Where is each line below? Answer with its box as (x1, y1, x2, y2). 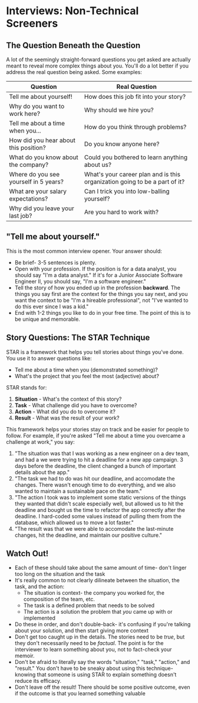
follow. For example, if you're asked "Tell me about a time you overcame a (6, 432, 186, 439)
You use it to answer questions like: (6, 354, 93, 362)
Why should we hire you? (84, 106, 154, 114)
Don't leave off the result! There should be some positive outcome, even (14, 683, 190, 691)
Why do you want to (9, 102, 65, 110)
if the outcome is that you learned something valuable (14, 690, 146, 697)
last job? (9, 212, 32, 220)
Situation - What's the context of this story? (14, 395, 122, 402)
